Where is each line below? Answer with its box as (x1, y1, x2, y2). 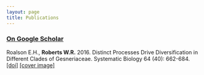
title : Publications (6, 15, 60, 21)
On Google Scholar (6, 35, 64, 43)
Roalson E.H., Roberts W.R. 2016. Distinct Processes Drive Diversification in (6, 48, 198, 55)
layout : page (6, 9, 40, 15)
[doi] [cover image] (6, 62, 55, 69)
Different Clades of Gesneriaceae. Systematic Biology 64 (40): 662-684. (6, 55, 190, 62)
